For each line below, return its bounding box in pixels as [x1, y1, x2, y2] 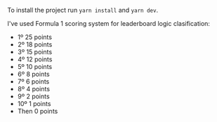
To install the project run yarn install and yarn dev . [7, 6, 159, 14]
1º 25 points [17, 33, 53, 41]
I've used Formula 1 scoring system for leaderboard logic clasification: [7, 20, 211, 27]
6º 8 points [17, 70, 51, 78]
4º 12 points [17, 55, 53, 63]
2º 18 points [17, 40, 53, 48]
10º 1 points [17, 100, 51, 107]
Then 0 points [17, 107, 58, 115]
